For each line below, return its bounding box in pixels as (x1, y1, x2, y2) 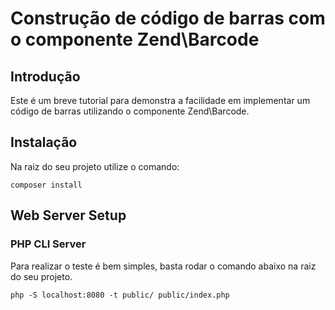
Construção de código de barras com (10, 7, 326, 30)
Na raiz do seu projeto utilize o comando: (10, 160, 180, 172)
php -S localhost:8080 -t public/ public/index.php (10, 290, 230, 300)
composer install (10, 180, 83, 190)
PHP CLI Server (10, 237, 87, 251)
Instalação (10, 134, 78, 151)
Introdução (10, 68, 81, 85)
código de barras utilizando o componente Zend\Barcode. (10, 105, 250, 117)
